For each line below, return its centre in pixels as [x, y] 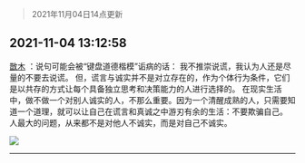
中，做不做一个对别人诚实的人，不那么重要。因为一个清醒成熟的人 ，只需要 [148, 100]
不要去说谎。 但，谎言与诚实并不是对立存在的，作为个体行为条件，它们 [157, 77]
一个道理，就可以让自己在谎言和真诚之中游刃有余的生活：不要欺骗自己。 [152, 111]
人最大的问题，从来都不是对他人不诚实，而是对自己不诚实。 [121, 122]
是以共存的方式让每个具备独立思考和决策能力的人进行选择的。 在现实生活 [146, 89]
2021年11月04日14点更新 [77, 14]
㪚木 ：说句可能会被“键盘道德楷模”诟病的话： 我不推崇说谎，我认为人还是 [147, 66]
